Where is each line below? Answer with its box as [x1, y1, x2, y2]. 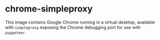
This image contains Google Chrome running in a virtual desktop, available [5, 19, 155, 25]
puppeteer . [5, 29, 26, 35]
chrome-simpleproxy [5, 3, 93, 14]
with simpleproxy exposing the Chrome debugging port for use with [5, 24, 141, 30]
